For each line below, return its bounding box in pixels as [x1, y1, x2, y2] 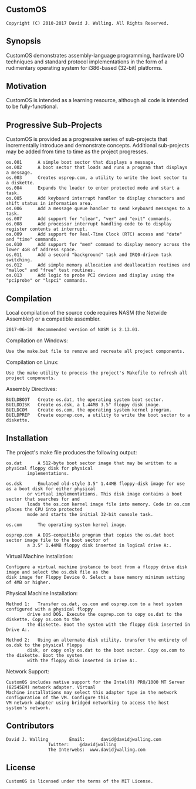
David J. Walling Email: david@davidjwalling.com [6, 736, 161, 742]
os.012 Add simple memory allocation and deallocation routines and [6, 262, 191, 268]
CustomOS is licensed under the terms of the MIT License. [6, 778, 154, 784]
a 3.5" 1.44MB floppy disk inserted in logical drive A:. [27, 542, 172, 548]
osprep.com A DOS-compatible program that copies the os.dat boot [6, 532, 175, 538]
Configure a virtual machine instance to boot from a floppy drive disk [6, 564, 188, 570]
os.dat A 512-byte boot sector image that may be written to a [6, 460, 177, 466]
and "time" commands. [6, 237, 59, 242]
